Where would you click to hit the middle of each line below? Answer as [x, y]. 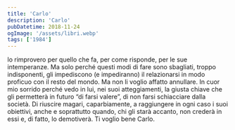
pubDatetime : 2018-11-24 [44, 27]
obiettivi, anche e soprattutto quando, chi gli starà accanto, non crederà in [115, 112]
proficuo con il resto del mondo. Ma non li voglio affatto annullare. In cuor [114, 82]
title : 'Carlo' [30, 14]
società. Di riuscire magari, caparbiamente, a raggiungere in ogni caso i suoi [118, 104]
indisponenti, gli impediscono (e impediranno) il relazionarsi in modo [106, 75]
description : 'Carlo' [39, 20]
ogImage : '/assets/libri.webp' [53, 33]
